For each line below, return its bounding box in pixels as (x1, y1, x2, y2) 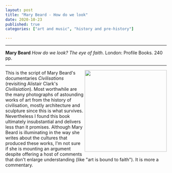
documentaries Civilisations (5, 75, 64, 82)
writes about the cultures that (5, 135, 68, 141)
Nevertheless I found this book (5, 113, 70, 119)
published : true (5, 21, 40, 27)
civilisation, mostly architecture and (5, 103, 80, 109)
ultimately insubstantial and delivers (5, 118, 81, 125)
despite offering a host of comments (5, 151, 82, 157)
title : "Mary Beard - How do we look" (5, 12, 88, 17)
